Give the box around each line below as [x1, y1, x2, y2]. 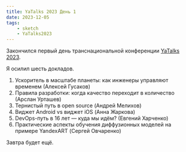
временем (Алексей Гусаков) [14, 83, 91, 90]
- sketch [17, 25, 39, 32]
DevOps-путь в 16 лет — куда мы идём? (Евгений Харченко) [14, 114, 169, 122]
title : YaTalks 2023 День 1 [6, 8, 77, 15]
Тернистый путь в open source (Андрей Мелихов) [14, 102, 142, 109]
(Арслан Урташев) [14, 96, 62, 103]
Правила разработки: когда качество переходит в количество [14, 89, 175, 97]
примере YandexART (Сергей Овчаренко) [14, 128, 121, 135]
